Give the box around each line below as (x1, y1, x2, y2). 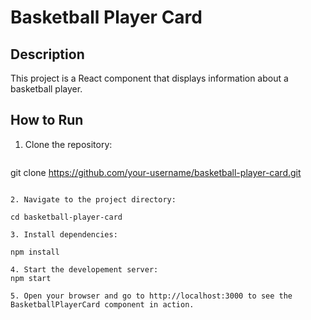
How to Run (10, 112, 84, 129)
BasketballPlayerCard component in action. (10, 299, 195, 310)
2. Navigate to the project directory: (10, 194, 177, 205)
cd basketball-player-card (10, 212, 123, 222)
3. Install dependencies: (10, 229, 118, 240)
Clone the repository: (24, 138, 113, 150)
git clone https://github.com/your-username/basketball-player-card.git (10, 166, 302, 178)
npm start (10, 273, 52, 283)
